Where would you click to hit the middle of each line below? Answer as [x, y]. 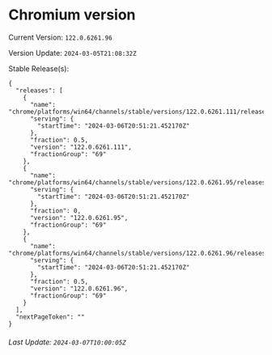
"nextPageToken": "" [50, 317]
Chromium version [72, 15]
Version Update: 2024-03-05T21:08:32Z [72, 53]
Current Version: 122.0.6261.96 [60, 37]
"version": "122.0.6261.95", [79, 218]
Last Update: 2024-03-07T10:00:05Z [68, 342]
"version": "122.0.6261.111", [81, 147]
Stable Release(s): [39, 68]
